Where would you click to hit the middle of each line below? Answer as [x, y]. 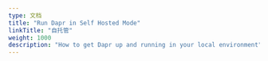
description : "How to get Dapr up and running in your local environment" [135, 45]
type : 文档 [25, 15]
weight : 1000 [30, 38]
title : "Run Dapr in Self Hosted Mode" [75, 23]
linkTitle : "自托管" [41, 30]
